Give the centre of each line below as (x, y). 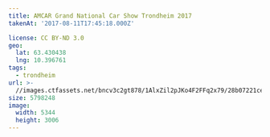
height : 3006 (37, 120)
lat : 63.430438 (41, 53)
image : (19, 106)
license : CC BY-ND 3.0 (46, 38)
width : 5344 (36, 113)
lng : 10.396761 (41, 60)
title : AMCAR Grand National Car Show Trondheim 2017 (100, 16)
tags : (17, 68)
